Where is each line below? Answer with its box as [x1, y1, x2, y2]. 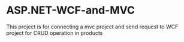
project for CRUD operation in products [6, 29, 103, 36]
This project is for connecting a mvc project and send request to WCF [6, 23, 179, 30]
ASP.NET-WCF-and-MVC [6, 4, 135, 17]
